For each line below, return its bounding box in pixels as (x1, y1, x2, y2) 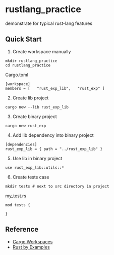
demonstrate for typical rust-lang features (5, 20, 92, 26)
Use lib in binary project (12, 155, 63, 161)
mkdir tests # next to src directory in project (5, 184, 109, 189)
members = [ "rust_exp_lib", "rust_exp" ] (5, 86, 105, 91)
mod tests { (5, 202, 30, 207)
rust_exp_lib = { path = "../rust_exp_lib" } (5, 146, 102, 152)
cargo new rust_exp (5, 123, 46, 128)
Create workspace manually (12, 48, 71, 54)
